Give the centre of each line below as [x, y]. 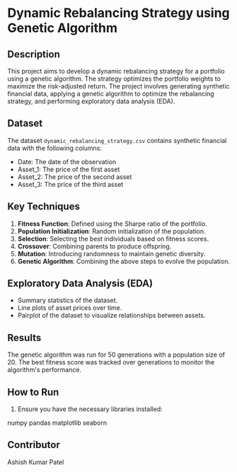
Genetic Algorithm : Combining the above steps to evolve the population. [123, 261]
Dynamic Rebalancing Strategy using [118, 13]
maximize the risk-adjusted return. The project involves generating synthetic [118, 86]
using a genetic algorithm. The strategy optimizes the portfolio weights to [114, 79]
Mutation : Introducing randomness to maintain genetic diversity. [111, 253]
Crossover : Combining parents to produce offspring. [94, 246]
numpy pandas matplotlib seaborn [57, 423]
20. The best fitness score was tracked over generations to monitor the [111, 362]
